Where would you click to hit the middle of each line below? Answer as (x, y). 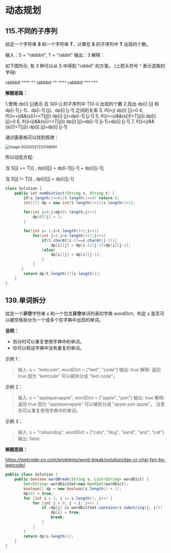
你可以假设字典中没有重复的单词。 (48, 348)
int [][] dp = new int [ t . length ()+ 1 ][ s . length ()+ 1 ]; (80, 203)
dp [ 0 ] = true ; (38, 493)
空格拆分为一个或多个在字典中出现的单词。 (59, 320)
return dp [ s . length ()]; (49, 536)
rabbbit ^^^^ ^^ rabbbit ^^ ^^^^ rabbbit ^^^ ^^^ (52, 82)
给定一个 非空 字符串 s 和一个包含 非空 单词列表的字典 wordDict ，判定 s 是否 (83, 314)
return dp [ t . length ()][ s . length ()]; (62, 274)
